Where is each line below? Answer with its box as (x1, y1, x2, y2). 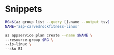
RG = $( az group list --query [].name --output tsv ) (5, 19, 110, 24)
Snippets (5, 3, 42, 15)
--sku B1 (5, 46, 23, 52)
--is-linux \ (5, 42, 32, 47)
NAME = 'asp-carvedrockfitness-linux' (5, 24, 79, 29)
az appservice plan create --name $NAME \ (5, 33, 93, 37)
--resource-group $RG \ (5, 37, 54, 42)
